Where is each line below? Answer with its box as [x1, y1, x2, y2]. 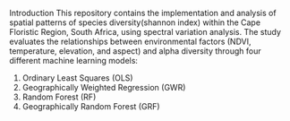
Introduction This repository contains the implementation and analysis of [9, 8, 277, 18]
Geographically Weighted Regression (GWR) [21, 82, 186, 92]
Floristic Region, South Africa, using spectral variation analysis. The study [9, 27, 282, 37]
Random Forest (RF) [21, 91, 97, 102]
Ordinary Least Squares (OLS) [21, 73, 133, 83]
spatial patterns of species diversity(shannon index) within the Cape [9, 17, 261, 28]
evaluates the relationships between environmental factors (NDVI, [9, 36, 252, 47]
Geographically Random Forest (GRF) [21, 101, 160, 111]
